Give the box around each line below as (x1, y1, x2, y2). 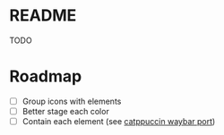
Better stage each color (22, 105, 109, 116)
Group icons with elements (22, 96, 122, 106)
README (9, 5, 77, 26)
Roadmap (9, 66, 82, 87)
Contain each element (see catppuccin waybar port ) (22, 116, 216, 126)
